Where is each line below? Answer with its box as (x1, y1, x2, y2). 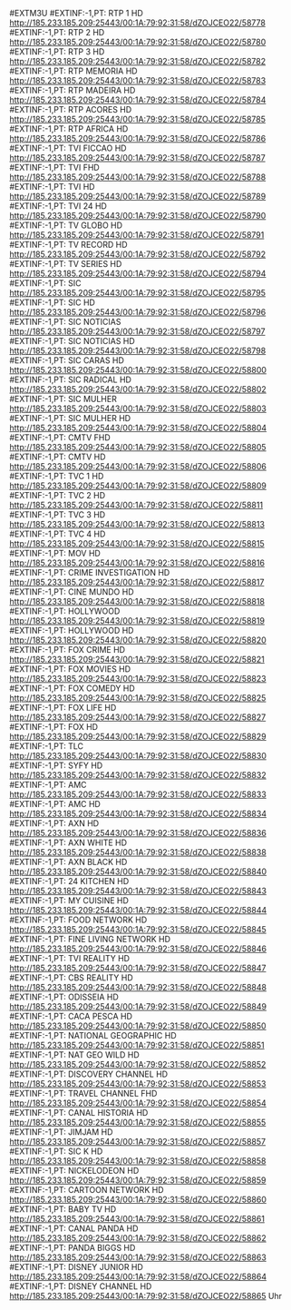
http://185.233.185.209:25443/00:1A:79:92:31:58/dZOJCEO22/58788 (9, 172, 267, 182)
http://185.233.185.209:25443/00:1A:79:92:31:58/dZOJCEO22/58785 (9, 113, 266, 124)
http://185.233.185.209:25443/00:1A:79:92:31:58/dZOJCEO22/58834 (9, 808, 267, 819)
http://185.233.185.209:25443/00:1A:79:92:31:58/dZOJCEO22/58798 (9, 345, 267, 356)
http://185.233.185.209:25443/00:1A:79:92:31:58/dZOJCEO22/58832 (9, 770, 267, 780)
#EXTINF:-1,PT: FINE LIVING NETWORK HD (9, 934, 170, 944)
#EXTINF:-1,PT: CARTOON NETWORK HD (9, 1185, 164, 1195)
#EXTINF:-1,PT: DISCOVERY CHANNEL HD (9, 1069, 169, 1079)
